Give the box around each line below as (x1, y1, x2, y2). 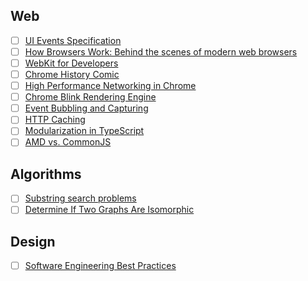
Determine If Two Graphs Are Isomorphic (24, 204, 195, 216)
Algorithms (10, 165, 82, 183)
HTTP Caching (24, 114, 86, 126)
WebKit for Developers (24, 57, 119, 69)
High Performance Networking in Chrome (24, 80, 197, 92)
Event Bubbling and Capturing (24, 102, 149, 114)
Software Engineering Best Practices (24, 260, 177, 272)
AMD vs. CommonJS (24, 136, 112, 148)
